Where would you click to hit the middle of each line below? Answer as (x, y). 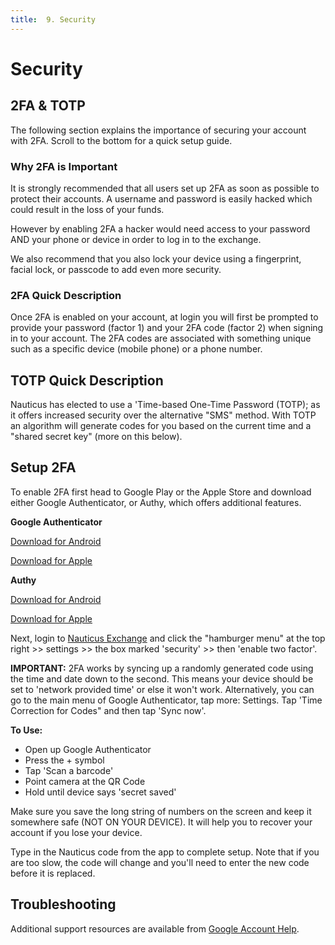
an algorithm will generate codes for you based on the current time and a (161, 426)
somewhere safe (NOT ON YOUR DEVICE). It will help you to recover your (161, 822)
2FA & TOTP (48, 106)
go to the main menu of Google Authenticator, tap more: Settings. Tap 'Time (166, 700)
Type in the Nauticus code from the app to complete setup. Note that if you (165, 852)
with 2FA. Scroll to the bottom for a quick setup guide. (121, 140)
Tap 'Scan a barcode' (69, 770)
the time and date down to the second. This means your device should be (162, 678)
